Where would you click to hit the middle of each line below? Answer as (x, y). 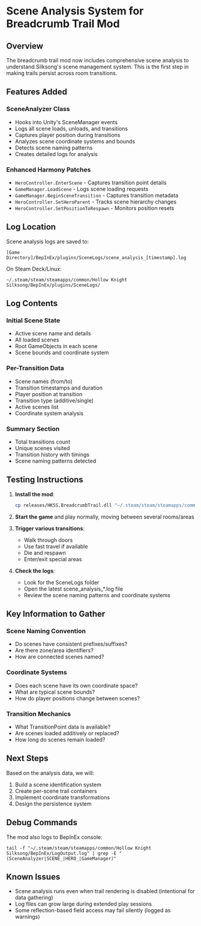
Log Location (31, 227)
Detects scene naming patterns (54, 148)
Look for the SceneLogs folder (61, 582)
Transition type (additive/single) (54, 400)
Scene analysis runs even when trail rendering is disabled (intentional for (105, 891)
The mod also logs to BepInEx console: (54, 837)
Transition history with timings (52, 455)
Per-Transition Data (35, 368)
